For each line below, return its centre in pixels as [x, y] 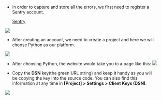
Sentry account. [28, 12]
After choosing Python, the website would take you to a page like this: [81, 64]
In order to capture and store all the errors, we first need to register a [81, 7]
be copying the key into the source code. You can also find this [75, 78]
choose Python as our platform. [43, 45]
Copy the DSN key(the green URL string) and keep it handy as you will [82, 73]
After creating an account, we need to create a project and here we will [83, 40]
